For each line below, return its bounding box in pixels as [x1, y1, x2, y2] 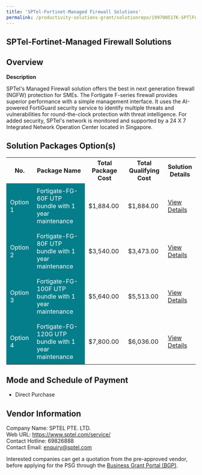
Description [6, 73, 37, 80]
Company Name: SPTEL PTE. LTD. [6, 424, 91, 432]
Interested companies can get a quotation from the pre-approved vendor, [6, 456, 188, 463]
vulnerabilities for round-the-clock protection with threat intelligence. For [6, 110, 187, 118]
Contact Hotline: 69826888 [6, 438, 74, 445]
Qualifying [129, 166, 160, 175]
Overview [6, 57, 44, 68]
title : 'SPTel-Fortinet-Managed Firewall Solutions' [6, 8, 141, 15]
